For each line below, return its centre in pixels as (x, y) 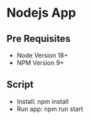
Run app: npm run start (50, 109)
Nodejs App (41, 13)
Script (20, 85)
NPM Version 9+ (40, 63)
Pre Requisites (39, 39)
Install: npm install (43, 101)
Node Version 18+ (42, 55)
